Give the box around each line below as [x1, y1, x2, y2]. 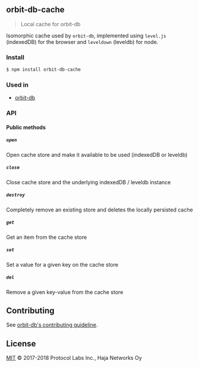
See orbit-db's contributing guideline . [6, 321, 98, 328]
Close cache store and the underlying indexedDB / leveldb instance [6, 178, 171, 186]
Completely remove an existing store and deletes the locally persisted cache [6, 206, 193, 213]
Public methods [6, 124, 46, 131]
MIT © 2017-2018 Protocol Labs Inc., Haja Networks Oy [6, 355, 143, 362]
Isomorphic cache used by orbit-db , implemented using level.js [6, 32, 166, 39]
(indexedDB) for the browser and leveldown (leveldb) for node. [6, 38, 159, 45]
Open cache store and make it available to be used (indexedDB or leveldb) [6, 151, 188, 158]
